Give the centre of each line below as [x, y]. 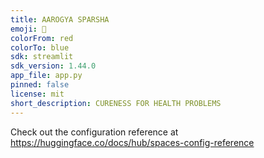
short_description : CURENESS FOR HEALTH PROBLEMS [116, 103]
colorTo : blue [40, 47]
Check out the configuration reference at [94, 132]
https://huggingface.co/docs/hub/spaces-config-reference [132, 142]
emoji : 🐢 [28, 29]
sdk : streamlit [42, 57]
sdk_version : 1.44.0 [53, 66]
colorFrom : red [42, 38]
